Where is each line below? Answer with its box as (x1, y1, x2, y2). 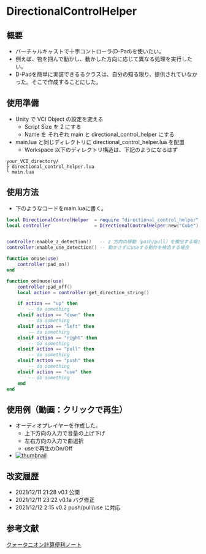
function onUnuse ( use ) (6, 278, 64, 284)
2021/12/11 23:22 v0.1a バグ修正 (15, 496, 95, 503)
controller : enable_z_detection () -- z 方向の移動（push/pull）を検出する (6, 239, 193, 245)
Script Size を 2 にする (24, 123, 82, 130)
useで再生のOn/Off (24, 445, 72, 452)
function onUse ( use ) (6, 256, 59, 262)
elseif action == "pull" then (17, 346, 95, 352)
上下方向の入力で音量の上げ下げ (24, 430, 105, 437)
